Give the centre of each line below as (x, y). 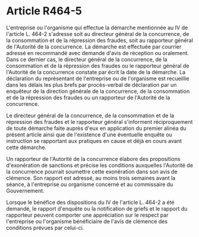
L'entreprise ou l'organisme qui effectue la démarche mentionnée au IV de (97, 28)
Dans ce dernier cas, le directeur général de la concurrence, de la (87, 59)
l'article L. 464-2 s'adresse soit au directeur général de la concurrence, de (98, 34)
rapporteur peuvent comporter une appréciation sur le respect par (87, 215)
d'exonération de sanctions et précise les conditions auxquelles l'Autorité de (100, 165)
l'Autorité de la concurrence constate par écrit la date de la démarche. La (96, 72)
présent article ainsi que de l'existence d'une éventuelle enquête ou (89, 134)
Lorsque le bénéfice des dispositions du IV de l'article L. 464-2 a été (90, 202)
